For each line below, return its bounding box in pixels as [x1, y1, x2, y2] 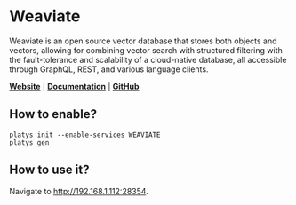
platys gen [9, 138, 50, 147]
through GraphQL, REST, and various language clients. [9, 64, 209, 75]
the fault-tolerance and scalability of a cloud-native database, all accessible [9, 54, 287, 65]
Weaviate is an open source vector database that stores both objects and [9, 35, 277, 46]
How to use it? [9, 162, 90, 177]
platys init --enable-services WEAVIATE [9, 130, 162, 139]
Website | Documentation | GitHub [9, 81, 140, 91]
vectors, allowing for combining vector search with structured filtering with [9, 44, 283, 55]
